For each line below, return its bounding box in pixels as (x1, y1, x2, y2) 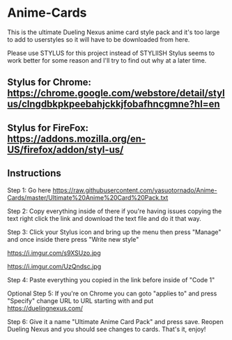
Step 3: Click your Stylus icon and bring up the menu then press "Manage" (7, 228, 222, 236)
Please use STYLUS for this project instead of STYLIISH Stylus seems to (7, 49, 215, 57)
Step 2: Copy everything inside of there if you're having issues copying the (7, 207, 222, 215)
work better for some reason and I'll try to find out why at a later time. (7, 56, 207, 64)
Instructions (7, 167, 61, 179)
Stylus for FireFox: (7, 122, 89, 134)
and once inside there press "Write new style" (7, 235, 139, 243)
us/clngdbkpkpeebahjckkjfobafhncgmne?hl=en (7, 98, 221, 110)
